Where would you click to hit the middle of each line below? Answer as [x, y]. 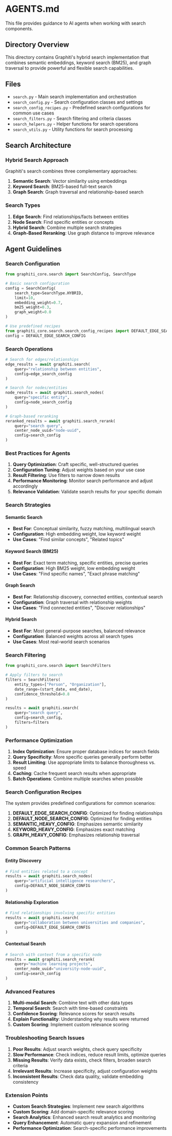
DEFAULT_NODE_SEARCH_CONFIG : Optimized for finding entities [82, 819]
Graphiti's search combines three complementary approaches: [71, 171]
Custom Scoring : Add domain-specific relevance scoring [73, 1111]
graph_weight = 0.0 [33, 312]
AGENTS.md [33, 9]
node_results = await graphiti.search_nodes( [55, 393]
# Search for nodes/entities [36, 388]
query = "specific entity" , [42, 398]
